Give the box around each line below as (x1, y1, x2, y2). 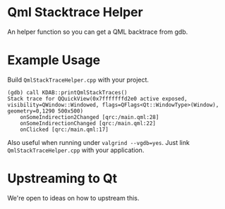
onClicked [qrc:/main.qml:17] (20, 126, 109, 133)
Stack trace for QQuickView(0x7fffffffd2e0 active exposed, (7, 95, 188, 102)
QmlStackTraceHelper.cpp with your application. (7, 146, 145, 154)
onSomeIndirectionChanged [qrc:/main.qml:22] (20, 120, 157, 127)
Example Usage (7, 52, 101, 68)
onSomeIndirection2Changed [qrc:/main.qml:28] (20, 113, 159, 120)
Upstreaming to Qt (7, 170, 118, 186)
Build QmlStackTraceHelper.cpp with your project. (7, 75, 150, 84)
